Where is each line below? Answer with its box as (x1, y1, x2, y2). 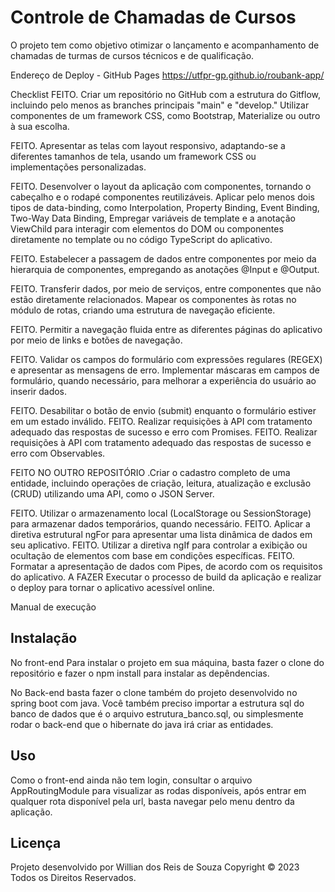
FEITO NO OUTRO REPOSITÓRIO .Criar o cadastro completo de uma (10, 466, 291, 478)
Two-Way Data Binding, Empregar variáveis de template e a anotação (10, 212, 296, 224)
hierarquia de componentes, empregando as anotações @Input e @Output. (10, 263, 320, 275)
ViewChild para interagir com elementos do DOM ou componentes (10, 222, 284, 235)
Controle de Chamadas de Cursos (10, 6, 297, 29)
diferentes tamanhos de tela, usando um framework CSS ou (10, 150, 257, 162)
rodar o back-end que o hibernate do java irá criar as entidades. (10, 718, 274, 730)
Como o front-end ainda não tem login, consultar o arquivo (10, 774, 253, 786)
